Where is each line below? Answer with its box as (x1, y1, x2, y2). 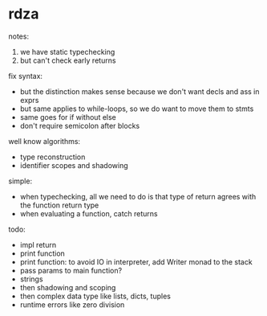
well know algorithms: (8, 136, 81, 146)
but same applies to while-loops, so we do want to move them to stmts (19, 104, 254, 113)
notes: (8, 31, 30, 41)
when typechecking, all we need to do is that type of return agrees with (19, 191, 257, 201)
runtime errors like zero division (19, 299, 125, 310)
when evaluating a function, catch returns (19, 208, 158, 218)
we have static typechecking (19, 47, 115, 56)
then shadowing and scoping (19, 282, 116, 292)
